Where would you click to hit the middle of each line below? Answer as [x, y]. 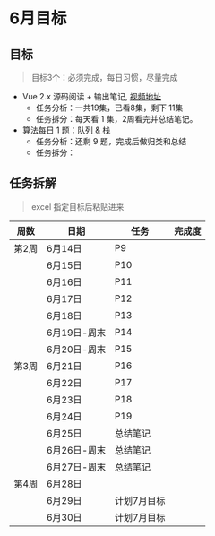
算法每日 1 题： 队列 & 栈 [66, 130]
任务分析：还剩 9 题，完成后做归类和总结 [111, 141]
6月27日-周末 [76, 467]
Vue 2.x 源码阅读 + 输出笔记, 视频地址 [92, 96]
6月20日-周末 [76, 349]
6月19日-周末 [76, 333]
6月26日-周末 [76, 450]
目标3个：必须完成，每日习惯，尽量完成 [104, 78]
